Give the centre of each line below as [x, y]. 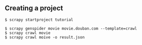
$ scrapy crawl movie [28, 33]
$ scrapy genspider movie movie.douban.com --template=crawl [71, 28]
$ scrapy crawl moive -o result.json [45, 37]
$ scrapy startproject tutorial [39, 19]
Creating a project [34, 8]
